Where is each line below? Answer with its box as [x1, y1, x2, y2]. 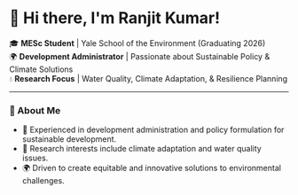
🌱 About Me [9, 104, 61, 116]
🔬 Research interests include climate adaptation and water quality [21, 144, 262, 154]
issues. [21, 152, 49, 163]
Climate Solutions [9, 64, 74, 74]
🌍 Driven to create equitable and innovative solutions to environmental [21, 163, 282, 174]
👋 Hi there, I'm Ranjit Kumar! [9, 8, 220, 28]
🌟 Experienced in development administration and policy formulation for [21, 124, 285, 136]
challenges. [21, 175, 65, 186]
